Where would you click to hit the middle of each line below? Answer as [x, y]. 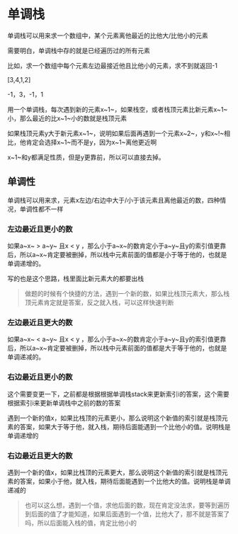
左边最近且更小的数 [40, 229]
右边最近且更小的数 [40, 377]
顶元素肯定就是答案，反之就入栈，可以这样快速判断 [99, 302]
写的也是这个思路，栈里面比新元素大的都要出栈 [75, 279]
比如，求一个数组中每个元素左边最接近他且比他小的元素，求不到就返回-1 [113, 65]
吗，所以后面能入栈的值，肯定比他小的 [80, 523]
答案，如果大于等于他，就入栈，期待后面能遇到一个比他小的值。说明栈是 [125, 426]
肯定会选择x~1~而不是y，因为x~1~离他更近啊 [91, 142]
